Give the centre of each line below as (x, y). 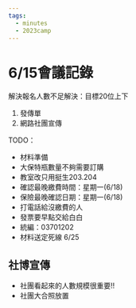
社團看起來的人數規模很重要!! (67, 286)
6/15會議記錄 (51, 72)
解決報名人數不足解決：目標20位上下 (68, 96)
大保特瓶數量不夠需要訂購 (62, 167)
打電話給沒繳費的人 (51, 207)
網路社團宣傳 (41, 123)
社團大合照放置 (44, 296)
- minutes (31, 23)
